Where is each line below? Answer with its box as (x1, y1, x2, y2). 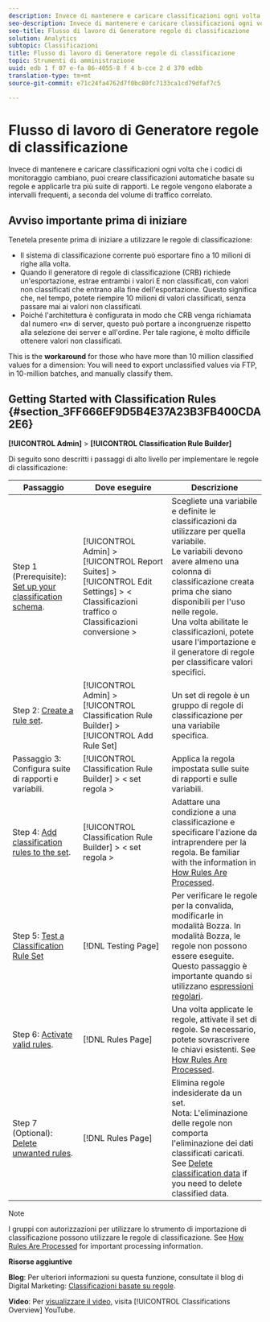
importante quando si (171, 971, 252, 982)
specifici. (171, 667, 207, 678)
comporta (171, 1128, 209, 1139)
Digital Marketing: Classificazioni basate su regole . (8, 1281, 176, 1291)
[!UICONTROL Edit (83, 576, 153, 588)
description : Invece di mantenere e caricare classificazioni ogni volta (8, 11, 261, 20)
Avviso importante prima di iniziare (8, 213, 187, 227)
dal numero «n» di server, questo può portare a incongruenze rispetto (19, 319, 252, 328)
